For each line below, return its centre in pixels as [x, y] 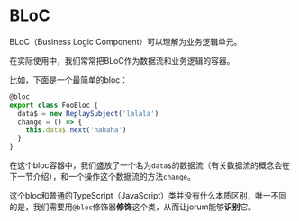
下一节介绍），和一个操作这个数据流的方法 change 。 [102, 177]
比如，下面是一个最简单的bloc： [69, 80]
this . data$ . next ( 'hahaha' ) [76, 130]
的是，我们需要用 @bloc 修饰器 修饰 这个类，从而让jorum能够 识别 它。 [133, 207]
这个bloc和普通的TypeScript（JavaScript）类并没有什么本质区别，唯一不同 [148, 196]
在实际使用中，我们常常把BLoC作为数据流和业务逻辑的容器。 [122, 60]
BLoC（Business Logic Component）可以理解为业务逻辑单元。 [126, 41]
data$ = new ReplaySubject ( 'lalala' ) [88, 113]
